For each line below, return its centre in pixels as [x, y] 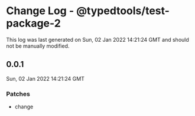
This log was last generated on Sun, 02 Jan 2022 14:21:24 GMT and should [97, 39]
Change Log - [40, 11]
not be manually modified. [38, 46]
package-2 [33, 23]
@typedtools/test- [123, 11]
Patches [18, 94]
